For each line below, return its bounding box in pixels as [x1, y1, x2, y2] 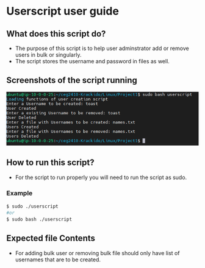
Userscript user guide [6, 4, 119, 18]
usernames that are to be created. [15, 256, 101, 263]
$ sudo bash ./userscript [6, 216, 72, 222]
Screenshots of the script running [6, 75, 137, 86]
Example [6, 189, 33, 197]
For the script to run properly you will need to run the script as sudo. [15, 174, 187, 181]
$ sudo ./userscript [6, 203, 59, 210]
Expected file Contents [6, 233, 96, 244]
